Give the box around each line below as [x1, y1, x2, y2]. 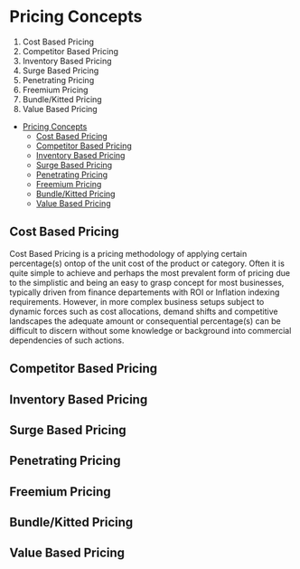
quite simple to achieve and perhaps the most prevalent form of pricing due [9, 267, 291, 278]
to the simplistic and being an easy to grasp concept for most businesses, [9, 277, 285, 288]
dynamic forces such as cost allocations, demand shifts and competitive [9, 306, 278, 317]
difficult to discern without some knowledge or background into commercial [9, 325, 292, 336]
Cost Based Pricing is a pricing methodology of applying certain [9, 248, 248, 259]
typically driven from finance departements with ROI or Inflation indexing [9, 287, 280, 298]
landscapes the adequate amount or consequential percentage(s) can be [9, 315, 282, 327]
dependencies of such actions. [9, 335, 125, 346]
